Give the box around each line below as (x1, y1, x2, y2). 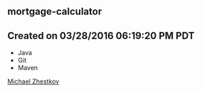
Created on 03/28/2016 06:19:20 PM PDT (7, 30, 195, 42)
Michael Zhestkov (7, 77, 60, 86)
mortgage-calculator (7, 6, 102, 18)
